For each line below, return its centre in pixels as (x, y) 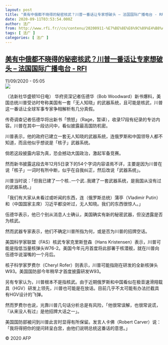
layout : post (19, 10)
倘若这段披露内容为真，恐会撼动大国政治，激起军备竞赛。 (64, 153)
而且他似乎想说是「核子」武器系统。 (55, 142)
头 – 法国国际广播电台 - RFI (46, 69)
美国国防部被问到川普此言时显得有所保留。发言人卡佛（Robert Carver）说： (83, 322)
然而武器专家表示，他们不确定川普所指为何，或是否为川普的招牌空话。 (77, 231)
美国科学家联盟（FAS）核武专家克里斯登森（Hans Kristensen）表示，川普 (81, 242)
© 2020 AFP (18, 338)
